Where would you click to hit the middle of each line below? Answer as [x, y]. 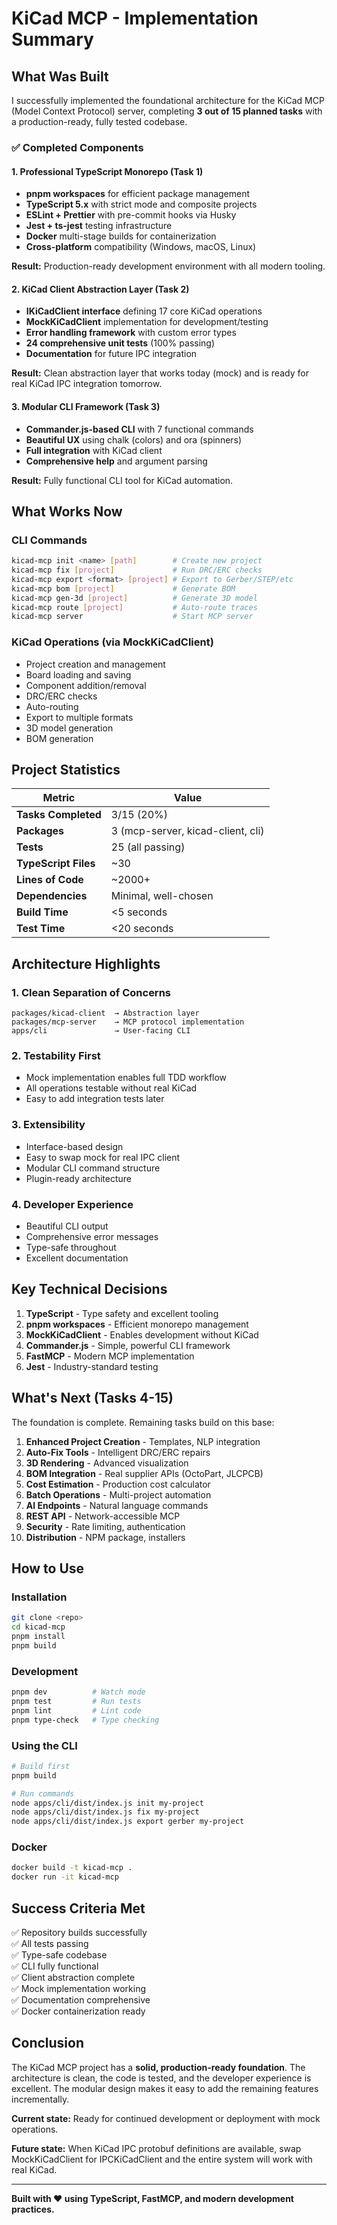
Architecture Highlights [86, 963]
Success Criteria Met [78, 1908]
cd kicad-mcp [38, 1627]
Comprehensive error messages [92, 1237]
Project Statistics [66, 770]
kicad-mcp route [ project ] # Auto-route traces [134, 607]
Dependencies [52, 896]
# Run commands [43, 1793]
